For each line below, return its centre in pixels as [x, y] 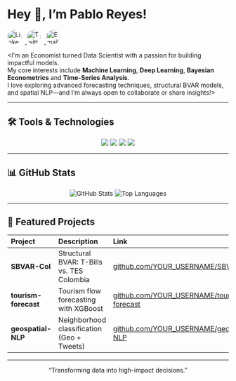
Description [78, 241]
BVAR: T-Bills [81, 262]
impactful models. [33, 62]
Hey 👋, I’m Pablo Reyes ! [77, 14]
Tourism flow [80, 291]
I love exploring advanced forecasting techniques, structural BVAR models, [116, 85]
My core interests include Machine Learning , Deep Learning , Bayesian [111, 70]
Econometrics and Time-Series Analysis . [68, 77]
